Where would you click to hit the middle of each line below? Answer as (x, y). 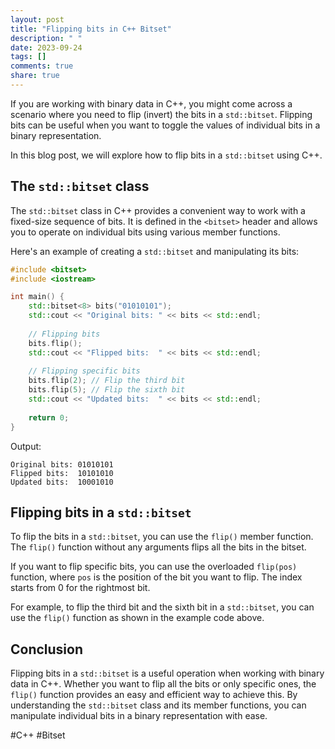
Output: (26, 446)
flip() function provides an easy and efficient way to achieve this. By (154, 695)
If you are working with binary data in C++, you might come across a (151, 103)
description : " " (46, 38)
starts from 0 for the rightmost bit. (80, 588)
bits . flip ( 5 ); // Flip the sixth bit (107, 390)
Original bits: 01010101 (62, 464)
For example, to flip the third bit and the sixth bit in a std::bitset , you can (162, 607)
